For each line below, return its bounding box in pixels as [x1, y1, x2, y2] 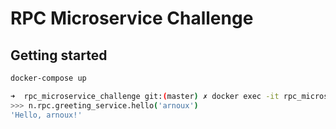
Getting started [10, 47, 108, 64]
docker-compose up [10, 73, 87, 83]
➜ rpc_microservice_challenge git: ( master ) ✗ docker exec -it [10, 91, 280, 101]
